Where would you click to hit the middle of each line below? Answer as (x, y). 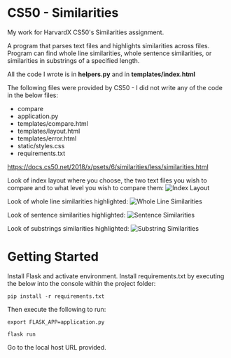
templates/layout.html (49, 131)
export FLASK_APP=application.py (56, 322)
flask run (22, 334)
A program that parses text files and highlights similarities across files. (108, 45)
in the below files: (33, 95)
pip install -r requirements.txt (56, 296)
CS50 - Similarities (63, 13)
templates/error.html (47, 138)
